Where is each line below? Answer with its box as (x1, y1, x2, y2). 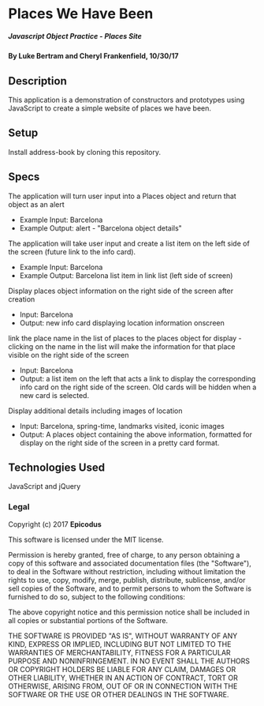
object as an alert (8, 199, 65, 209)
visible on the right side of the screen (8, 350, 129, 359)
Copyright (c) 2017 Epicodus (8, 519, 102, 529)
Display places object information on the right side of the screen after (8, 286, 234, 295)
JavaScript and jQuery (8, 482, 81, 491)
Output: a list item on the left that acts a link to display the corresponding (19, 374, 256, 383)
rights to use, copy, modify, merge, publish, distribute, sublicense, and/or (8, 575, 246, 584)
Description (8, 74, 67, 88)
